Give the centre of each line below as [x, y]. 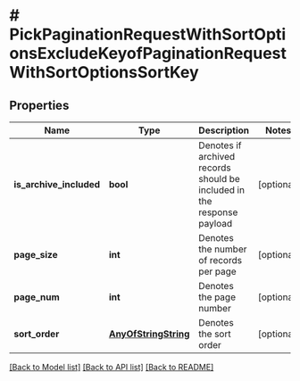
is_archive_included [57, 184]
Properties [39, 105]
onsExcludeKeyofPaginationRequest [148, 54]
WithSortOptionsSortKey [104, 73]
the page [217, 297]
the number [223, 249]
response [218, 212]
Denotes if [220, 145]
